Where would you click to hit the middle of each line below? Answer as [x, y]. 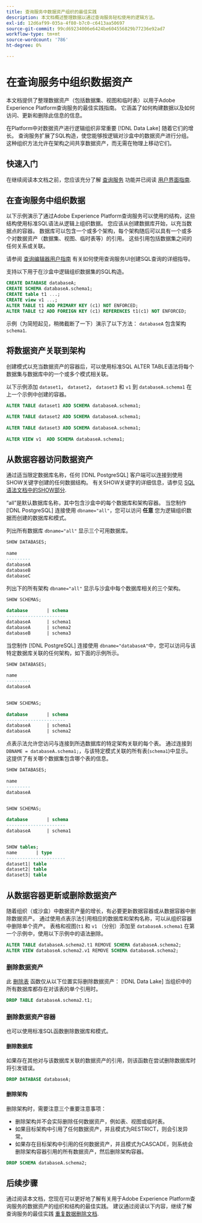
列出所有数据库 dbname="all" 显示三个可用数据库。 [69, 531]
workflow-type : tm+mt [33, 34]
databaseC [19, 576]
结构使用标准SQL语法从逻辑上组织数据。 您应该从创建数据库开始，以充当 [96, 224]
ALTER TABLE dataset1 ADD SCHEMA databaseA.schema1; [74, 405]
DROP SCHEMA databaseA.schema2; [47, 1163]
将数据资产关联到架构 [46, 351]
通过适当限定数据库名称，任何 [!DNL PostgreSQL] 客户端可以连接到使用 [95, 475]
